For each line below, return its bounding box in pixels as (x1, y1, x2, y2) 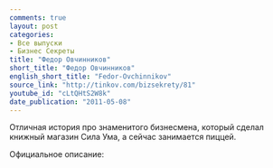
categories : (9, 30, 54, 39)
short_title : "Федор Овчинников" (9, 64, 136, 73)
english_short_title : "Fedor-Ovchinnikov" (9, 72, 172, 81)
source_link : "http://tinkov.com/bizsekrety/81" (9, 80, 196, 89)
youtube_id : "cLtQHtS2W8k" (9, 89, 111, 98)
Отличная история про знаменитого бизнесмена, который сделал (9, 122, 265, 133)
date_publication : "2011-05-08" (9, 97, 131, 107)
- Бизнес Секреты (9, 47, 75, 56)
